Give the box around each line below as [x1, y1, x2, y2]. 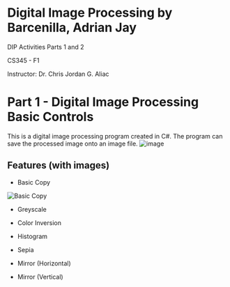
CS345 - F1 [7, 56, 40, 64]
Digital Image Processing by [7, 5, 173, 21]
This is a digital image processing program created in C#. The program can [7, 132, 223, 140]
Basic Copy [17, 178, 51, 186]
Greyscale [17, 205, 47, 213]
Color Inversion [17, 218, 61, 227]
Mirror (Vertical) [17, 272, 64, 281]
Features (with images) [7, 160, 110, 171]
